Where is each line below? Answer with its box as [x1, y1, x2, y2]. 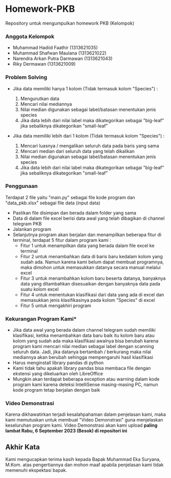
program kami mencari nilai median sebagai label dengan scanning [12, 343, 155, 350]
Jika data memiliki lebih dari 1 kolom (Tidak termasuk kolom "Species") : [12, 132, 165, 139]
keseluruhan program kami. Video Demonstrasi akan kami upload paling [5, 422, 158, 429]
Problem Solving [5, 74, 48, 81]
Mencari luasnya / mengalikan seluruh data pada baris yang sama [20, 142, 159, 149]
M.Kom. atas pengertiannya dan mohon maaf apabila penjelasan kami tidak [5, 462, 164, 468]
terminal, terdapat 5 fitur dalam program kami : [12, 237, 112, 243]
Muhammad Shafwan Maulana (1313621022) [12, 50, 106, 56]
